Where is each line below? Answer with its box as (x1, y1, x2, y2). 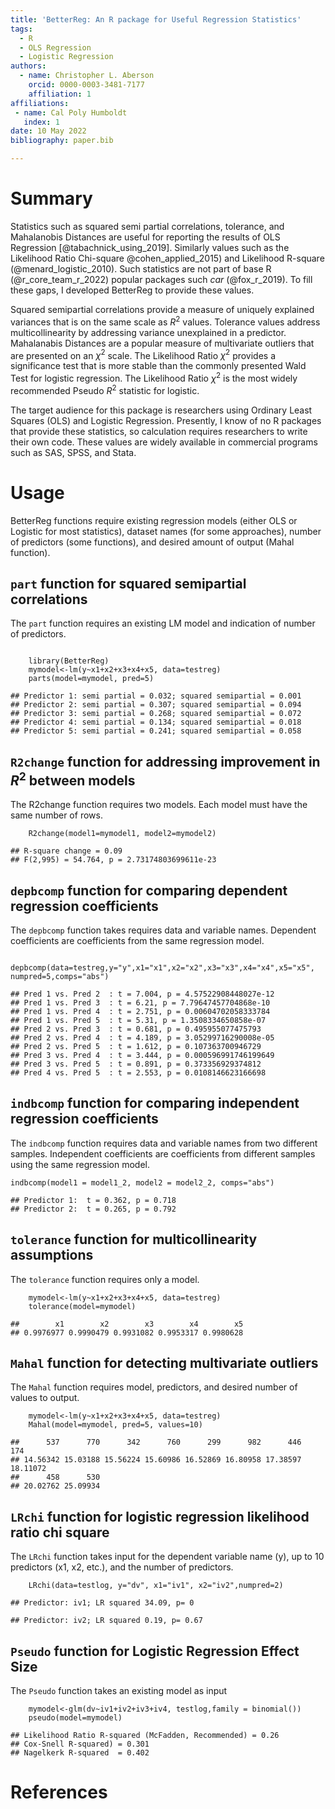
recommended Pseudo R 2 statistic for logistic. (10, 382, 200, 396)
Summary (10, 187, 93, 210)
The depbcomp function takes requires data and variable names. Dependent (10, 924, 317, 936)
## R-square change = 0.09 (10, 846, 123, 856)
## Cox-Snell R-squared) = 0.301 (10, 1739, 150, 1749)
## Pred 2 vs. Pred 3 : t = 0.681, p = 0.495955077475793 (10, 1024, 262, 1034)
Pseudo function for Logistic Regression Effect (10, 1642, 300, 1660)
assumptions (10, 1247, 94, 1264)
